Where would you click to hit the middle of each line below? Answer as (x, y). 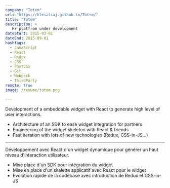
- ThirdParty (24, 81)
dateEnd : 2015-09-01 (27, 39)
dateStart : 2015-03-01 (29, 33)
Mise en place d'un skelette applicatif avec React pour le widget (79, 170)
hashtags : (16, 43)
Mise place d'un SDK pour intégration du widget (62, 165)
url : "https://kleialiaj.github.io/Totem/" (52, 15)
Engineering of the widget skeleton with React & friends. (71, 129)
